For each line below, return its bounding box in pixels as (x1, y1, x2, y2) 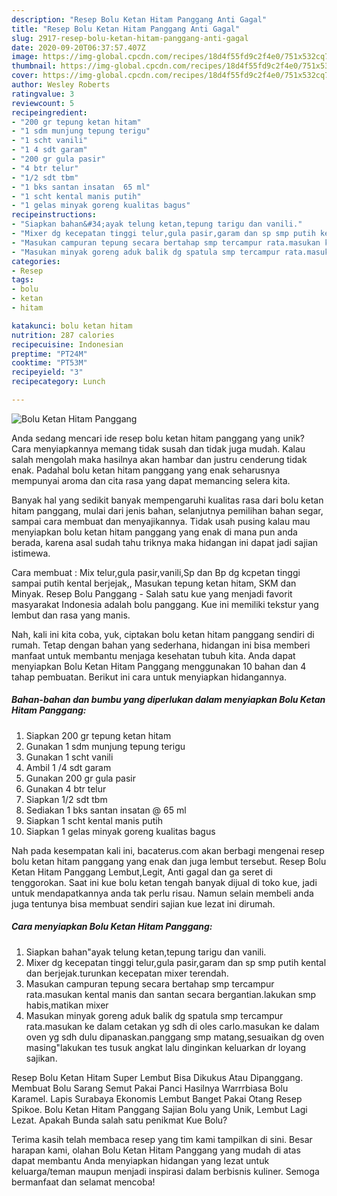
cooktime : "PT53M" (11, 358, 88, 368)
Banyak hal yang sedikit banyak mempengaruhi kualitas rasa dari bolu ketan (11, 494, 324, 506)
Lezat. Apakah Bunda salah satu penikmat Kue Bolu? (11, 1114, 228, 1126)
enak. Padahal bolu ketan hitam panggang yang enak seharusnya (11, 464, 281, 476)
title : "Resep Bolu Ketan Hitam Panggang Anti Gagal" (11, 24, 241, 34)
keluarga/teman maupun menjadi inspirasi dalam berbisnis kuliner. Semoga (11, 1165, 320, 1177)
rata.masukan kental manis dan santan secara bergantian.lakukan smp (25, 988, 317, 1000)
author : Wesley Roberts (11, 80, 111, 90)
